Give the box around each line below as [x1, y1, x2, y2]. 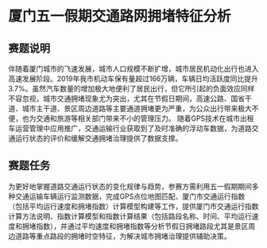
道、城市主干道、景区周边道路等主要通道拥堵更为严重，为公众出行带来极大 [8, 104, 252, 113]
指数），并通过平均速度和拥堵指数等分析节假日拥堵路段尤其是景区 [35, 221, 249, 231]
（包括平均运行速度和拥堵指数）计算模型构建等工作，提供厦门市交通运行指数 [8, 201, 259, 211]
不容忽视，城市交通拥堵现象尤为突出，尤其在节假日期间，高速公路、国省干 [8, 94, 252, 103]
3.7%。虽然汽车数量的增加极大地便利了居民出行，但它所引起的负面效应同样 [8, 84, 255, 93]
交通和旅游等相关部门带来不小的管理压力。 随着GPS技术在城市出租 [35, 114, 254, 123]
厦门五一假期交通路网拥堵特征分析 [8, 7, 232, 25]
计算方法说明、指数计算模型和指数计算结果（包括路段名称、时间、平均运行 [8, 211, 252, 221]
